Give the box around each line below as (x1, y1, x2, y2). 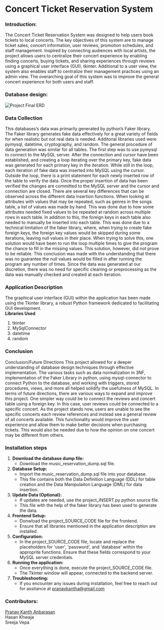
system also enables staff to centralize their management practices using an (5, 69, 159, 75)
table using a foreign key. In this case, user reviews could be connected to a (5, 401, 159, 406)
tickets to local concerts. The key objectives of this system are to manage (5, 37, 154, 43)
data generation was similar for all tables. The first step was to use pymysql (5, 147, 158, 152)
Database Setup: (12, 466, 47, 472)
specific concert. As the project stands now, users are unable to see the (5, 406, 150, 412)
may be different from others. (5, 432, 65, 438)
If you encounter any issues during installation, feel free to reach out (19, 580, 158, 586)
